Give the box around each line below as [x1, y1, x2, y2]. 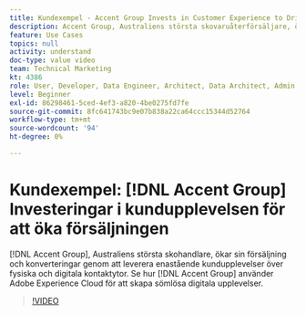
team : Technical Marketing [9, 65, 112, 74]
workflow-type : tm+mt [9, 115, 92, 124]
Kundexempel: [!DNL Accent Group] [9, 180, 287, 201]
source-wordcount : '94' [9, 124, 100, 133]
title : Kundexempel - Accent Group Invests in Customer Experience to [9, 13, 283, 23]
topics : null [9, 38, 59, 48]
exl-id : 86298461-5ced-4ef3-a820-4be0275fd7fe [9, 98, 189, 108]
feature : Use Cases [9, 30, 84, 39]
